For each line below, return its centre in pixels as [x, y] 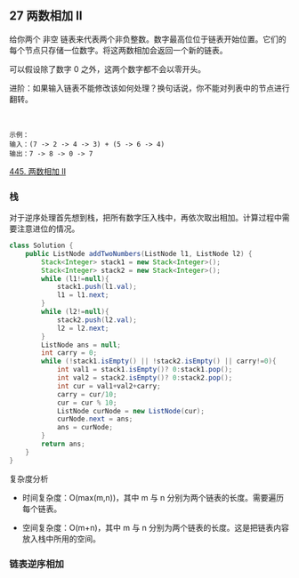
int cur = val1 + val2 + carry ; [109, 386]
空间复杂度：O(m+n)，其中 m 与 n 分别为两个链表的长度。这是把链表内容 [155, 527]
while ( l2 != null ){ [75, 312]
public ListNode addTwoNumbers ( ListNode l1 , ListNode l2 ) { [139, 253]
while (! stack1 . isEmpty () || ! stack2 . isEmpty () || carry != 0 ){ [159, 361]
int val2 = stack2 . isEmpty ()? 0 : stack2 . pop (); [145, 378]
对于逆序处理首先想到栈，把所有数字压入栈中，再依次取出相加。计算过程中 [145, 218]
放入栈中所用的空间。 [61, 538]
